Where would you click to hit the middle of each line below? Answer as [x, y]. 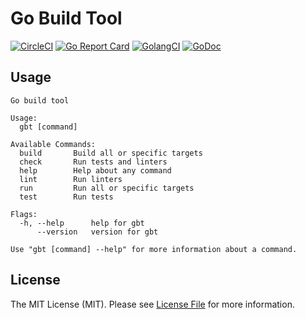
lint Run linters [71, 179]
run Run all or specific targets [107, 188]
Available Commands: [53, 144]
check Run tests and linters [93, 162]
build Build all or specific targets [111, 153]
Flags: [24, 214]
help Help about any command [95, 170]
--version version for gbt [97, 232]
